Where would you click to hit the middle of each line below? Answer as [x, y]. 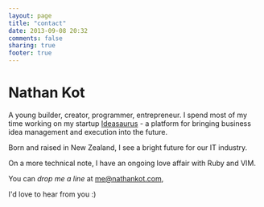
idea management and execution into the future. [88, 132]
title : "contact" [37, 23]
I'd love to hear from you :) [52, 194]
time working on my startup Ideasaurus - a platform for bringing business [130, 123]
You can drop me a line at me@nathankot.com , [86, 178]
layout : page [30, 16]
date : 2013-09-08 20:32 [48, 30]
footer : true [30, 53]
